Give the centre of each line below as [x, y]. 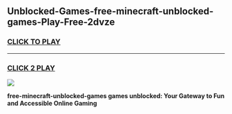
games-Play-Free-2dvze [61, 22]
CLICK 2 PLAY [31, 68]
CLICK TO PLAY [34, 42]
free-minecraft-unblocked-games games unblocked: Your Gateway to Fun [116, 95]
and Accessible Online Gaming [52, 103]
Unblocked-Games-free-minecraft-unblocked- [110, 11]
